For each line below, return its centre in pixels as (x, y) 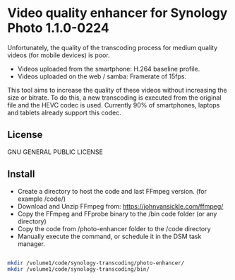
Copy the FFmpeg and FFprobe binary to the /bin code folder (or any (117, 214)
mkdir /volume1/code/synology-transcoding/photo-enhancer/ (96, 263)
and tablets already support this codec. (64, 112)
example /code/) (41, 199)
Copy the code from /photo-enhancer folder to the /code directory (114, 228)
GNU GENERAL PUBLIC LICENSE (55, 152)
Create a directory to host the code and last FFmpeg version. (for (112, 191)
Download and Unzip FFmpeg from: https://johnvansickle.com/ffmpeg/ (120, 206)
